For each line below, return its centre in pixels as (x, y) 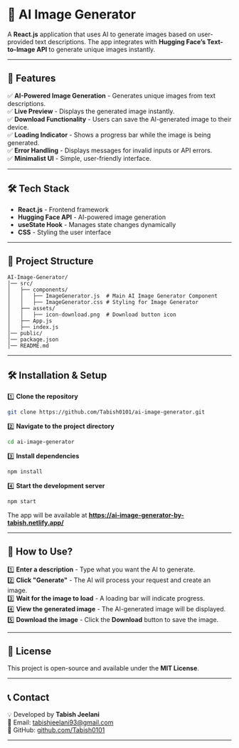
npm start (22, 501)
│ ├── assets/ (31, 309)
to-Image (21, 49)
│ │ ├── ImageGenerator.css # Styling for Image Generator (103, 302)
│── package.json (33, 340)
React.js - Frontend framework (63, 209)
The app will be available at (47, 515)
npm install (25, 472)
